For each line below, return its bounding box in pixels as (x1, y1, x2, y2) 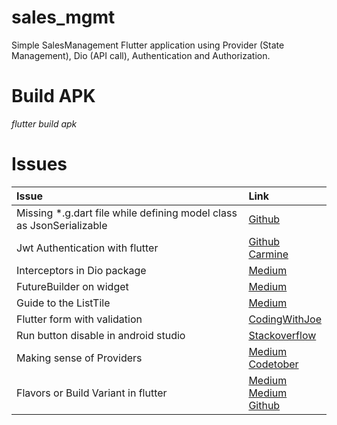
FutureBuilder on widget (16, 279, 129, 293)
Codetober (248, 357, 299, 371)
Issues (11, 153, 68, 176)
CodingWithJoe (248, 312, 322, 326)
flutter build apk (11, 117, 78, 130)
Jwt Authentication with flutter (16, 241, 159, 255)
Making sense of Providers (16, 351, 143, 365)
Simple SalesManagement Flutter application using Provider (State (11, 39, 285, 51)
